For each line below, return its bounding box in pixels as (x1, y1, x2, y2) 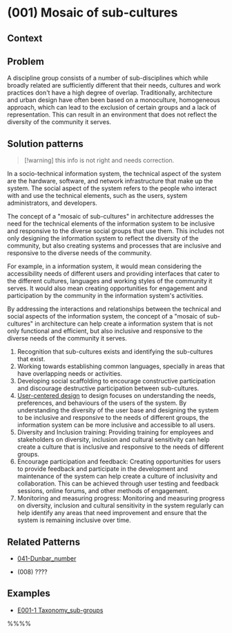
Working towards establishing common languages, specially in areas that (17, 362, 225, 370)
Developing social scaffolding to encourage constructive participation (17, 377, 215, 385)
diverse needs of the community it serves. (7, 334, 128, 343)
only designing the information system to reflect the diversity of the (7, 234, 199, 243)
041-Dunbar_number (17, 554, 77, 563)
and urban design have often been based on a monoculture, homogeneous (7, 96, 220, 104)
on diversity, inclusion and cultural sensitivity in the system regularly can (17, 501, 224, 510)
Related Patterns (7, 536, 81, 547)
